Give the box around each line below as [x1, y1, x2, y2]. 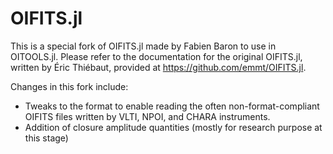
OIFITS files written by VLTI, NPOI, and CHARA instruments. [24, 110, 271, 122]
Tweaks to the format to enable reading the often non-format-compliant [24, 100, 320, 112]
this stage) [24, 132, 69, 144]
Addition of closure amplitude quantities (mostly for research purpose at [24, 121, 323, 133]
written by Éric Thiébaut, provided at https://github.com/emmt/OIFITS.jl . [10, 61, 307, 73]
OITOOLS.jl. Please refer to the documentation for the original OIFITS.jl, [10, 50, 303, 62]
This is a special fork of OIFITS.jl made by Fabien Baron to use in [10, 40, 277, 52]
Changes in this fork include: [10, 80, 129, 92]
